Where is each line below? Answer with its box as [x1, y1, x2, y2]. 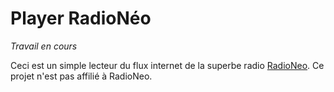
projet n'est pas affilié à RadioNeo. [10, 70, 153, 82]
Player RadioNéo [10, 7, 152, 30]
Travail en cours [10, 40, 78, 52]
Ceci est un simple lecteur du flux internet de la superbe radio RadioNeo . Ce [10, 59, 325, 71]
